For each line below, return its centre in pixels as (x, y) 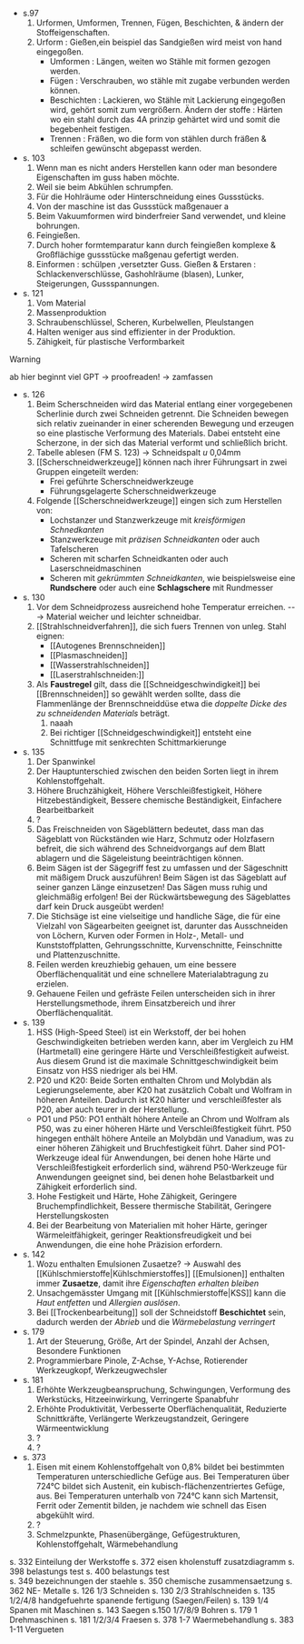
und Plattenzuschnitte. (78, 955)
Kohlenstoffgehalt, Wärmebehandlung (107, 1544)
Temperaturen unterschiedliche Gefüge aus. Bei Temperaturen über (163, 1476)
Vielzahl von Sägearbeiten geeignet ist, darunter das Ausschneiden (162, 926)
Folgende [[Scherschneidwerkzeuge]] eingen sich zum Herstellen (159, 501)
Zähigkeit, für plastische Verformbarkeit (110, 341)
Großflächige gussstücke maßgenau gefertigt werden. (137, 255)
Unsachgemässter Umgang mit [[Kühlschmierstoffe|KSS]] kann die (161, 1293)
